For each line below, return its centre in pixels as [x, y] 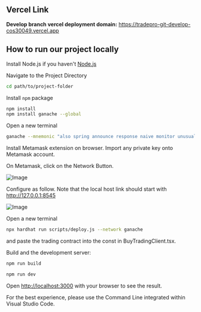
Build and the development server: [49, 253]
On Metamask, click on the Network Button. [60, 166]
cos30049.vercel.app [33, 30]
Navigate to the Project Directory [47, 75]
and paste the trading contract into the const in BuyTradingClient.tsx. [91, 241]
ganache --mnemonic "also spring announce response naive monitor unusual [101, 137]
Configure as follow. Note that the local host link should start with [87, 189]
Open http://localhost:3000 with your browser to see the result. [84, 286]
